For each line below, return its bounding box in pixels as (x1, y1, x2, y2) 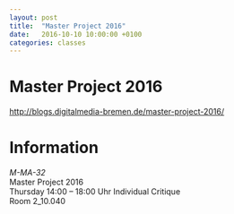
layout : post (9, 13, 58, 22)
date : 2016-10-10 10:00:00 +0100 (9, 30, 143, 39)
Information (9, 138, 99, 158)
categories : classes (9, 38, 87, 47)
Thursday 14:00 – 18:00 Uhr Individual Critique (9, 186, 181, 197)
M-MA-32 (9, 167, 47, 178)
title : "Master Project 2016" (9, 21, 126, 30)
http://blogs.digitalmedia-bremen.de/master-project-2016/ (9, 107, 225, 117)
